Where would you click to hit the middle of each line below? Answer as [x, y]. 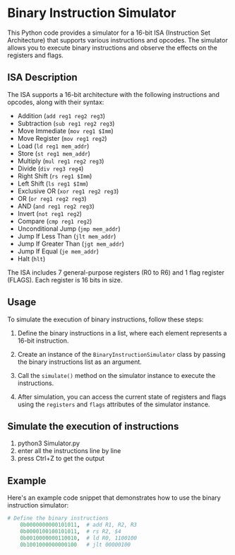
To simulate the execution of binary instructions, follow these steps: [106, 319]
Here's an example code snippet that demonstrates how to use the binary [114, 498]
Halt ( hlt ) [31, 258]
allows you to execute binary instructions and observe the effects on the [112, 47]
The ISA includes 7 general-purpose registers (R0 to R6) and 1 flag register [116, 272]
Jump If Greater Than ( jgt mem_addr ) [71, 244]
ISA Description [42, 78]
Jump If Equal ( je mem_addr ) [58, 251]
